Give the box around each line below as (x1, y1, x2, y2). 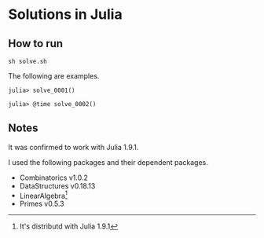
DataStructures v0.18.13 (19, 181, 96, 190)
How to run (8, 37, 64, 50)
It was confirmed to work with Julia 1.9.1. (8, 142, 139, 152)
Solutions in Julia (8, 5, 123, 24)
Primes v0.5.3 (19, 199, 64, 209)
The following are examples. (8, 71, 100, 80)
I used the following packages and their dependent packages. (8, 157, 208, 167)
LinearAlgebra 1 (19, 189, 68, 200)
